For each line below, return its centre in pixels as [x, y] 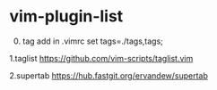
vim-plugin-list [66, 16]
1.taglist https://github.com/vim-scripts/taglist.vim [101, 58]
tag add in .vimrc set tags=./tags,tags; [93, 41]
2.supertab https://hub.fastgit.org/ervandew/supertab [109, 75]
